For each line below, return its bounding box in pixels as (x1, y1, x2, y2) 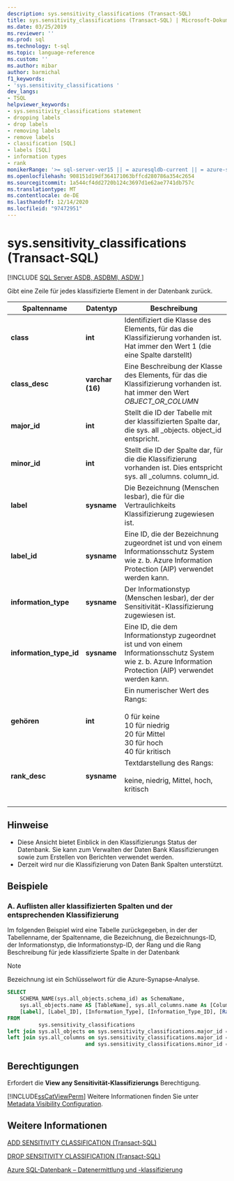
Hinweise (7, 819, 49, 832)
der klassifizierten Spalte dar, (124, 416, 221, 426)
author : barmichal (7, 68, 61, 75)
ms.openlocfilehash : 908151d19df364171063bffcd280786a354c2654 (7, 173, 195, 180)
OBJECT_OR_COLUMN (124, 396, 199, 406)
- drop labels (7, 120, 49, 128)
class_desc (10, 379, 49, 389)
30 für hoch (124, 738, 164, 748)
